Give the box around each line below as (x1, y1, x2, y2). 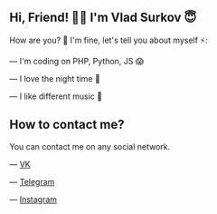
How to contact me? (9, 117, 125, 132)
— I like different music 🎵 (9, 91, 102, 102)
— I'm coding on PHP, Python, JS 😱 (9, 55, 145, 66)
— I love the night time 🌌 (9, 73, 101, 83)
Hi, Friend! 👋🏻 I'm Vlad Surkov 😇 (9, 10, 197, 25)
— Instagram (9, 193, 57, 205)
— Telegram (9, 176, 55, 187)
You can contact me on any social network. (9, 141, 171, 151)
